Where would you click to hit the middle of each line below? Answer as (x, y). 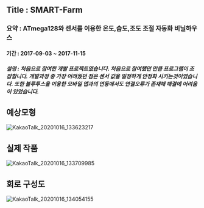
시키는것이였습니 (178, 76)
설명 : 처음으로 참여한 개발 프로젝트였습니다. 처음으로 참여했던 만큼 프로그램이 (97, 68)
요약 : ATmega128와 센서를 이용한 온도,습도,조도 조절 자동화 (90, 29)
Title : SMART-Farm (45, 10)
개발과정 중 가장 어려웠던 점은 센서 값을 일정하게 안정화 (93, 76)
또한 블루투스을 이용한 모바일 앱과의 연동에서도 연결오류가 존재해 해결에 (98, 84)
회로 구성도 (26, 184)
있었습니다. (26, 91)
